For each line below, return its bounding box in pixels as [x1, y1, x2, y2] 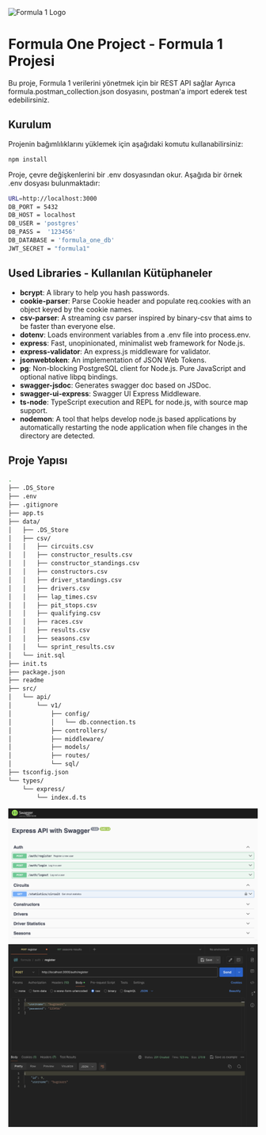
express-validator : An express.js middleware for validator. [19, 346, 211, 356]
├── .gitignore [8, 501, 59, 509]
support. [19, 405, 48, 415]
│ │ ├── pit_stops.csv [8, 601, 97, 610]
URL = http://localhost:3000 [8, 194, 97, 202]
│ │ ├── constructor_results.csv [8, 551, 133, 559]
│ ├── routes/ [8, 751, 90, 760]
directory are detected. [19, 430, 95, 440]
